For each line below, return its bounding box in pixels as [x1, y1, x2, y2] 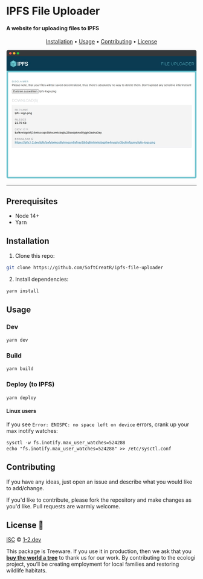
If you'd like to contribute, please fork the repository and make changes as [6, 496, 192, 504]
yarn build [6, 366, 34, 372]
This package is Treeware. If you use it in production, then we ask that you [6, 548, 192, 555]
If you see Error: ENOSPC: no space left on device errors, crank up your [6, 421, 189, 428]
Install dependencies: [14, 275, 69, 283]
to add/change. [6, 484, 45, 491]
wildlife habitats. [6, 567, 47, 574]
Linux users [6, 408, 37, 415]
